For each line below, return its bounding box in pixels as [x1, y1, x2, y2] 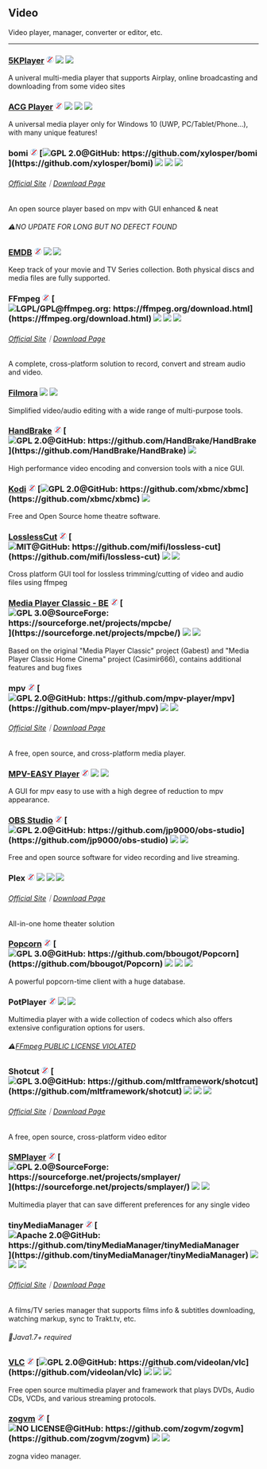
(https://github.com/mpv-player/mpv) [8, 702, 159, 713]
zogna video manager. [8, 1451, 82, 1461]
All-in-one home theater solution [8, 918, 115, 928]
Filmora [8, 387, 38, 399]
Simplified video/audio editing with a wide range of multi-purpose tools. [8, 406, 243, 415]
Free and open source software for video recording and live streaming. [8, 853, 240, 862]
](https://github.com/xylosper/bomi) [8, 158, 153, 169]
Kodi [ [8, 483, 41, 494]
